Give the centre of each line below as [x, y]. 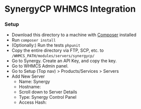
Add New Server [28, 76]
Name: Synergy [35, 82]
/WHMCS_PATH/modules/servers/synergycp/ [53, 56]
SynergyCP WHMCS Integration [70, 9]
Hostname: [30, 87]
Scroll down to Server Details [48, 92]
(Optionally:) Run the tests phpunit [46, 45]
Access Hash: [33, 102]
